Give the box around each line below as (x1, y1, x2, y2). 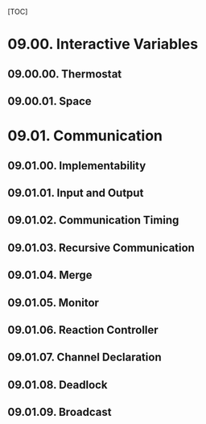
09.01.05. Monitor (7, 296, 100, 310)
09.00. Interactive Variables (7, 35, 199, 53)
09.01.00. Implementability (7, 159, 146, 173)
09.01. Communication (7, 127, 163, 145)
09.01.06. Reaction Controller (7, 322, 159, 337)
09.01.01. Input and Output (7, 185, 144, 200)
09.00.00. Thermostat (7, 67, 122, 81)
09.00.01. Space (7, 94, 92, 108)
